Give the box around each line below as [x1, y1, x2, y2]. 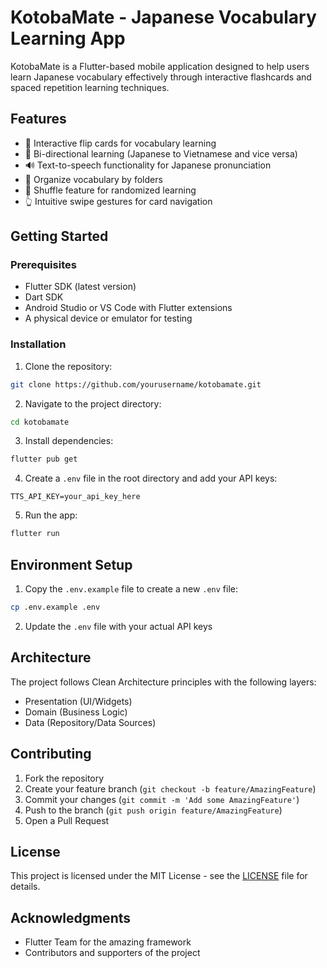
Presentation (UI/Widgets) [24, 695, 133, 707]
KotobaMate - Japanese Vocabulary [10, 6, 317, 29]
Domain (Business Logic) [24, 706, 128, 718]
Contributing [10, 746, 92, 763]
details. [10, 881, 41, 893]
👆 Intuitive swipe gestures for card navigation [24, 195, 213, 207]
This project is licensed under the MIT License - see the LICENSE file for [10, 870, 308, 882]
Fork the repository [24, 772, 105, 784]
